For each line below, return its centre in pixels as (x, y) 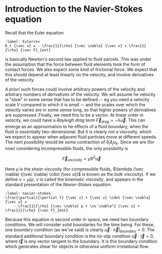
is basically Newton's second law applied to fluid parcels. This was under (78, 59)
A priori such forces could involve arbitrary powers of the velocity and (75, 89)
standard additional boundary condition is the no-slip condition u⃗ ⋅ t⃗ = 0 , (80, 236)
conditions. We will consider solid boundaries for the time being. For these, (80, 224)
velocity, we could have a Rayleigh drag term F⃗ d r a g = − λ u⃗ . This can (75, 121)
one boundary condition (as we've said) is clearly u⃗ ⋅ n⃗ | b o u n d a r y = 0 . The (80, 230)
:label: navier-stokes (28, 193)
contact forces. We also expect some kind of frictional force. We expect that (81, 69)
